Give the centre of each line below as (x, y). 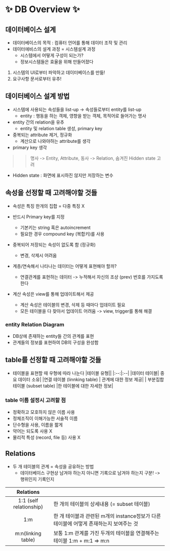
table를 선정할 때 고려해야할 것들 (53, 360)
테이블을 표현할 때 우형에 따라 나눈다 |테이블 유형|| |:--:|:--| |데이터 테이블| (86, 373)
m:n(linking (28, 533)
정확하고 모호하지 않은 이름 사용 (44, 412)
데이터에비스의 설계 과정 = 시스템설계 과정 (54, 49)
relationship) (28, 506)
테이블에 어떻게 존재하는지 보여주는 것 (96, 524)
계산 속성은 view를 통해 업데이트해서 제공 (53, 294)
